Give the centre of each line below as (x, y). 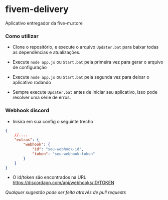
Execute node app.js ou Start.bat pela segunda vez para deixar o (81, 77)
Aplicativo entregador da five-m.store (44, 23)
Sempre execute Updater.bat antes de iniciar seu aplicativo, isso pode (85, 92)
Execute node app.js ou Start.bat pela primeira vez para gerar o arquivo (88, 62)
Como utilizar (22, 36)
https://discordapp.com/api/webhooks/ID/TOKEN (63, 183)
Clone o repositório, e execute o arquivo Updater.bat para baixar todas (86, 47)
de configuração (30, 67)
